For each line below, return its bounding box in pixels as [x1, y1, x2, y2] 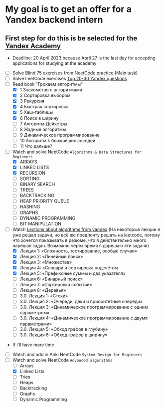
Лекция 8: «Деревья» [19, 287, 66, 293]
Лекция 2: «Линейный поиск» [19, 253, 83, 259]
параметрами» [19, 321, 52, 327]
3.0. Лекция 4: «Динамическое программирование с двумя [19, 315, 148, 321]
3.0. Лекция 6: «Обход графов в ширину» [19, 332, 108, 338]
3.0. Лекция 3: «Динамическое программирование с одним [19, 304, 148, 310]
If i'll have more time [12, 342, 54, 348]
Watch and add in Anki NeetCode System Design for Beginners [12, 351, 143, 357]
